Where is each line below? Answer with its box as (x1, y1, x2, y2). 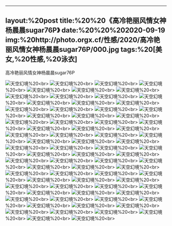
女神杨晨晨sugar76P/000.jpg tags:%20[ (25, 45, 156, 54)
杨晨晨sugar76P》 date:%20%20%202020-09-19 (5, 26, 165, 35)
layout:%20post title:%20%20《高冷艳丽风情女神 (5, 16, 166, 25)
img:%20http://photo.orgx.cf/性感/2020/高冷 (5, 35, 154, 44)
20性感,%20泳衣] (21, 55, 78, 64)
